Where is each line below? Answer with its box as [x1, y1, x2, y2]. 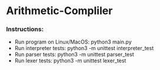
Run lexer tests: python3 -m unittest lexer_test [14, 57, 126, 64]
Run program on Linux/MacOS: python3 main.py [14, 38, 132, 45]
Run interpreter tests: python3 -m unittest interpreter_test [14, 45, 154, 52]
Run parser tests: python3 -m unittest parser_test [14, 51, 134, 58]
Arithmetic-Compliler [6, 4, 113, 18]
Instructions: [6, 25, 44, 34]
